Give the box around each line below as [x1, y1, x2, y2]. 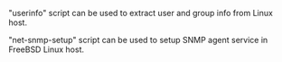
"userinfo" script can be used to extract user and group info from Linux [8, 8, 273, 18]
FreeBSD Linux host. [8, 44, 85, 55]
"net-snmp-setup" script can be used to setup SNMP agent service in [8, 35, 268, 45]
